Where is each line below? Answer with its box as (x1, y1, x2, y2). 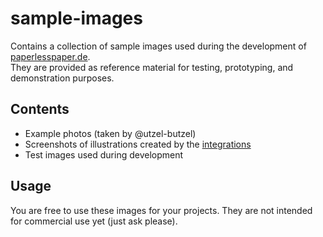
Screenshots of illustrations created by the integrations (24, 138, 252, 150)
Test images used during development (24, 148, 184, 161)
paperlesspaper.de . (10, 50, 91, 62)
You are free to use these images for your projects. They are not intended (10, 204, 313, 216)
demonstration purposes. (10, 72, 115, 84)
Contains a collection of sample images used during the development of (10, 40, 307, 52)
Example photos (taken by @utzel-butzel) (24, 127, 197, 139)
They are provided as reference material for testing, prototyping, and (10, 61, 294, 73)
